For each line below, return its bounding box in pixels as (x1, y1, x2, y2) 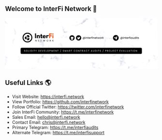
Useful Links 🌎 (5, 79, 52, 87)
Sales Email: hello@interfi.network (12, 114, 81, 120)
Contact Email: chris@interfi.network (12, 119, 86, 126)
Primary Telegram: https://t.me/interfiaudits (12, 125, 99, 130)
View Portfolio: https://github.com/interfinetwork (12, 99, 109, 105)
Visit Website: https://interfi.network (12, 94, 85, 99)
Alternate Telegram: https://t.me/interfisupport (12, 130, 105, 136)
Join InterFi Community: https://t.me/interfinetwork (12, 109, 114, 115)
